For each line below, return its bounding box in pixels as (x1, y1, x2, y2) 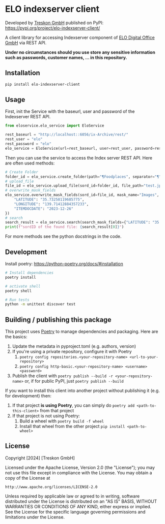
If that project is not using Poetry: (12, 413, 80, 419)
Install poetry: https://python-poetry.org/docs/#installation (5, 261, 124, 266)
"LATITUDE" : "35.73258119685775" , (14, 197, 84, 202)
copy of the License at (5, 475, 51, 481)
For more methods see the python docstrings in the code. (5, 233, 122, 239)
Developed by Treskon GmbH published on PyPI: (5, 20, 104, 26)
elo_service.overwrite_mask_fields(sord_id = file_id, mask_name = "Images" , (5, 193, 160, 197)
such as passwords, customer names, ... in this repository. (5, 54, 127, 60)
